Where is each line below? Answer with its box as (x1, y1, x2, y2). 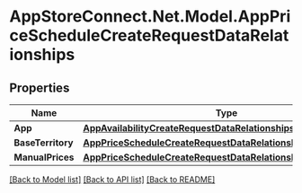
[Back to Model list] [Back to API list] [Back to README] (9, 174, 216, 185)
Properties (9, 80, 70, 95)
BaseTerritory (13, 136, 74, 149)
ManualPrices (13, 151, 75, 163)
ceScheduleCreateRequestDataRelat (9, 25, 289, 46)
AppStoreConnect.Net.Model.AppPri (9, 6, 291, 27)
